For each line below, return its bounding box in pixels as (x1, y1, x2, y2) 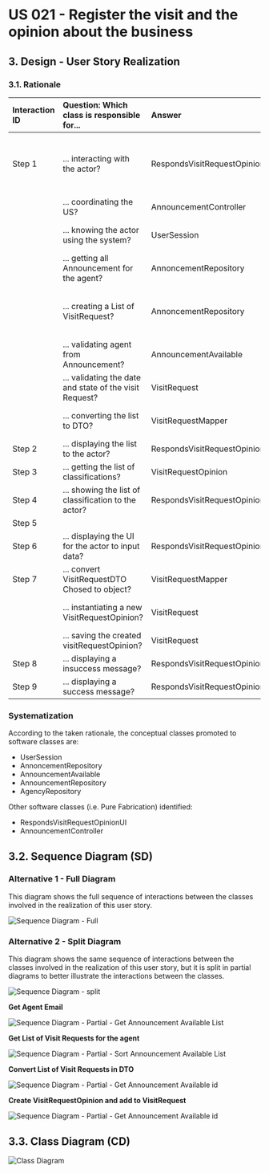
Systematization (8, 710, 74, 721)
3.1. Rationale (8, 79, 62, 90)
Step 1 (12, 158, 38, 169)
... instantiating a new (62, 601, 143, 613)
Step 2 (12, 443, 38, 454)
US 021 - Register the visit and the (8, 6, 239, 24)
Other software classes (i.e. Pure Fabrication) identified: (8, 802, 193, 812)
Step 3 (12, 466, 38, 477)
